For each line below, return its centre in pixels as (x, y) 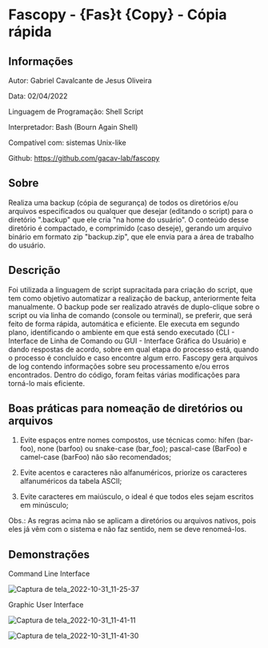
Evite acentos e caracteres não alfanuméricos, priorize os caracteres (134, 473)
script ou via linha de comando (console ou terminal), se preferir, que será (130, 315)
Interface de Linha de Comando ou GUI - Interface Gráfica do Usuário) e (127, 340)
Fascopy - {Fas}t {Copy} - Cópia (118, 15)
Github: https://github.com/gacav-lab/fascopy (84, 158)
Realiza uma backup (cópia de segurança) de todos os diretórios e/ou (123, 203)
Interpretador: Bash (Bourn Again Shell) (73, 127)
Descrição (34, 270)
